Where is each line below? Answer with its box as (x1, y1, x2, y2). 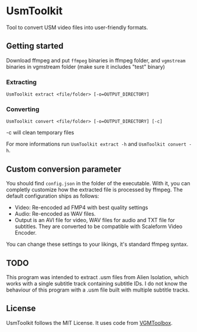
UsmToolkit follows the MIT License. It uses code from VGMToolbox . (6, 319, 173, 326)
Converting (6, 105, 40, 113)
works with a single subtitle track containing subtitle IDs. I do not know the (6, 280, 188, 287)
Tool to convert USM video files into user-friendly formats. (6, 24, 148, 31)
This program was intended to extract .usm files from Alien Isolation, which (6, 273, 189, 280)
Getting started (6, 41, 64, 51)
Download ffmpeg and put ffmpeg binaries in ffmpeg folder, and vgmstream (6, 56, 186, 64)
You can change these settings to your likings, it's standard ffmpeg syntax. (6, 241, 189, 248)
